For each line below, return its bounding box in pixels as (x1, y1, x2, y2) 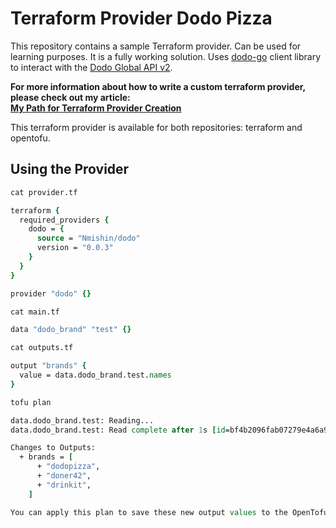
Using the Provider (10, 161, 130, 178)
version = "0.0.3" (36, 243, 114, 253)
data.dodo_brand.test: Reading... (10, 415, 155, 426)
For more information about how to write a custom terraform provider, (10, 80, 306, 92)
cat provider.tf (10, 187, 78, 197)
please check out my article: (10, 91, 131, 103)
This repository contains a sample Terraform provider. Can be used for (10, 40, 302, 52)
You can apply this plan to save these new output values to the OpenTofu (10, 507, 329, 517)
